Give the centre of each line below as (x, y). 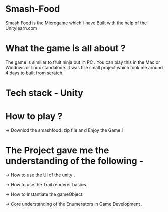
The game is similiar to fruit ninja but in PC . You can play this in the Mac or (83, 62)
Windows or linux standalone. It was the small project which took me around (84, 67)
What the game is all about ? (65, 48)
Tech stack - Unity (45, 93)
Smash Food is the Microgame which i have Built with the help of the (76, 23)
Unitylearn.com (21, 28)
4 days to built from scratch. (34, 73)
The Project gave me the (57, 150)
